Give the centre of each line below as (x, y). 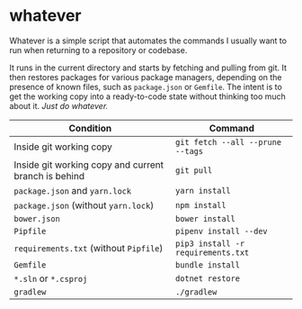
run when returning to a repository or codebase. (98, 50)
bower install (205, 218)
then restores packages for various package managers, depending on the (146, 77)
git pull (194, 170)
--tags (189, 151)
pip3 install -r (210, 243)
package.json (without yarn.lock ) (84, 205)
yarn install (203, 191)
